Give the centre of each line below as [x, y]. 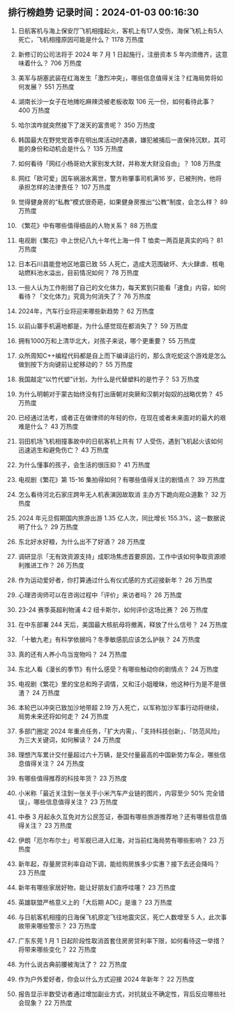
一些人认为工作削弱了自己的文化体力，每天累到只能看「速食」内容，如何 [122, 287]
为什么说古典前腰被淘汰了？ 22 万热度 [73, 964]
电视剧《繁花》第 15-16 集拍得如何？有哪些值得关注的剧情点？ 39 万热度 [121, 479]
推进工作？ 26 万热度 [54, 565]
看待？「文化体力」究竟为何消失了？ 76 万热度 [85, 296]
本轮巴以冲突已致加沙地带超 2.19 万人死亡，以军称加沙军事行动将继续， [120, 707]
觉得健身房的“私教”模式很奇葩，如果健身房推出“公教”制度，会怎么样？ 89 [123, 202]
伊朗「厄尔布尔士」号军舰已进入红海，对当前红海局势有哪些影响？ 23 [117, 840]
